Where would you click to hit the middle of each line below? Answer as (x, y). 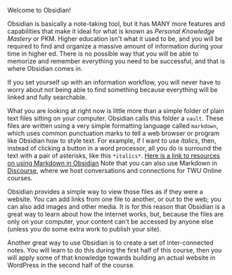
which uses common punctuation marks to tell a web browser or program (114, 133)
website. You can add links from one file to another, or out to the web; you (114, 199)
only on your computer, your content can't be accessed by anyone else (110, 222)
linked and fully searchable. (47, 97)
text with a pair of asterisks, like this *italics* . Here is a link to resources (114, 155)
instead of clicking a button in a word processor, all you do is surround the (115, 148)
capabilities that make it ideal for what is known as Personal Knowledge (111, 31)
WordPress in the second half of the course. (71, 265)
